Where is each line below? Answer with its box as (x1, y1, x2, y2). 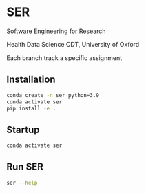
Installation (6, 74, 56, 85)
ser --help (6, 179, 38, 186)
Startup (6, 123, 40, 135)
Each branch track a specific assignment (6, 53, 122, 62)
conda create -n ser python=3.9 (6, 92, 99, 99)
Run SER (6, 161, 44, 173)
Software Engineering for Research (6, 27, 106, 35)
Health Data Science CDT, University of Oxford (6, 40, 140, 48)
